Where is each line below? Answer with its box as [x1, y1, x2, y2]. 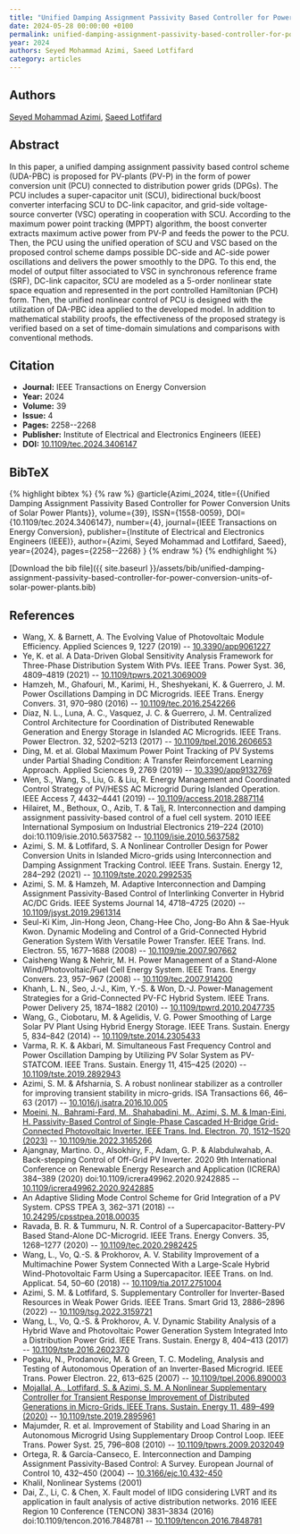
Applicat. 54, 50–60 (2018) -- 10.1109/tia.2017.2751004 [21, 1278, 222, 1289]
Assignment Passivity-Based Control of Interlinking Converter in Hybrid [21, 888, 285, 899]
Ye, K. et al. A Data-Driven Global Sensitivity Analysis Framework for [21, 650, 274, 662]
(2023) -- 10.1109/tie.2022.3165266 [21, 1135, 153, 1146]
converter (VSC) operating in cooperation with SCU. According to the [37, 208, 291, 219]
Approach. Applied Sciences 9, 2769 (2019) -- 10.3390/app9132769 [21, 765, 272, 775]
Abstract [9, 138, 60, 153]
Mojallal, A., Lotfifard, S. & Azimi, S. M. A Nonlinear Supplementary [21, 1383, 267, 1394]
